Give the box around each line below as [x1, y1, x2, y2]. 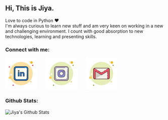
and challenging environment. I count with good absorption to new [5, 28, 144, 34]
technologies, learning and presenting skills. [5, 33, 97, 39]
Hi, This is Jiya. [5, 4, 54, 13]
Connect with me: [5, 46, 50, 53]
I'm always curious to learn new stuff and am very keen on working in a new [5, 23, 163, 29]
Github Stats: [5, 97, 39, 104]
